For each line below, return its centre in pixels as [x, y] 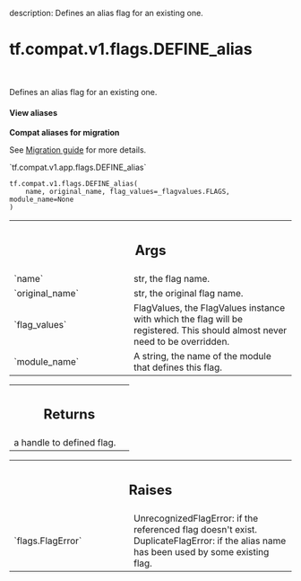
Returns [69, 414]
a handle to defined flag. [65, 443]
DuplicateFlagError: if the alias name [210, 541]
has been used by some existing [202, 551]
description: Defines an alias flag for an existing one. [106, 13]
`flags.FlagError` [48, 541]
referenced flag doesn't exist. [196, 529]
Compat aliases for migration [64, 133]
